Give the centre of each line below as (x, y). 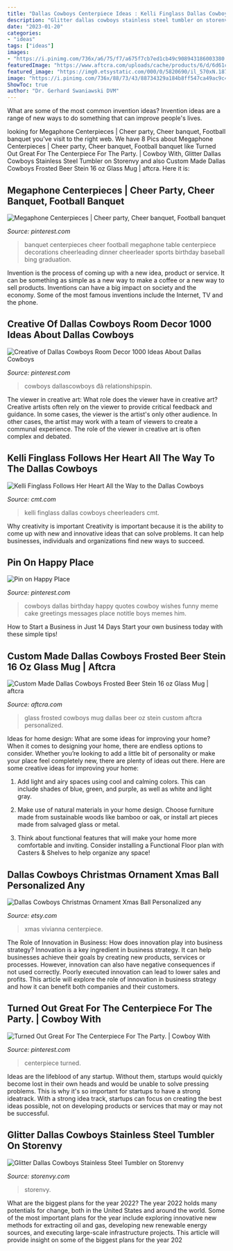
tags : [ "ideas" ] (31, 46)
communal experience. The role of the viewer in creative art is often (104, 429)
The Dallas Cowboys (53, 469)
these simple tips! (32, 634)
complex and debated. (39, 436)
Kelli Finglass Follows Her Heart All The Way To (111, 458)
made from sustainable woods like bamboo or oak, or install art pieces (118, 817)
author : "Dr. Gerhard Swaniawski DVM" (63, 91)
